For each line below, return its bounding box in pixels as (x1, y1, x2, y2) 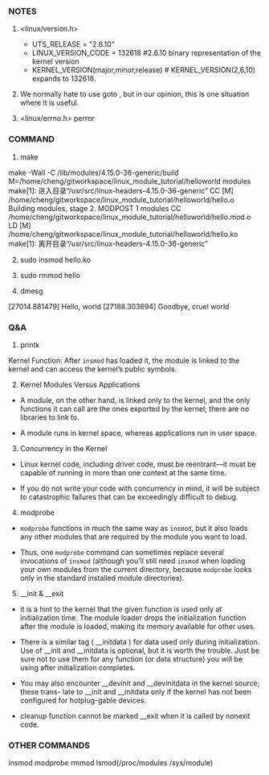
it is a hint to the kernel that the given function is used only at (19, 604, 222, 614)
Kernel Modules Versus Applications (19, 379, 141, 389)
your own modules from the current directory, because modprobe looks (19, 564, 252, 574)
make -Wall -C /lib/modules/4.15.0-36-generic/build (8, 168, 179, 177)
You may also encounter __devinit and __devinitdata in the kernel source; (19, 678, 260, 688)
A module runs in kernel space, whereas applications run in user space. (19, 428, 257, 437)
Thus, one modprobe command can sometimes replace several (19, 547, 225, 557)
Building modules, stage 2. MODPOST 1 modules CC (8, 203, 181, 213)
